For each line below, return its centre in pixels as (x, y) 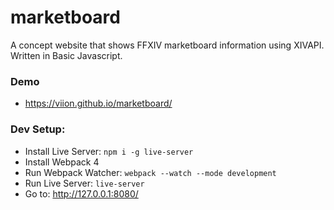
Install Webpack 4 (62, 162)
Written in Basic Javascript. (66, 55)
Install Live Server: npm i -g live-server (109, 151)
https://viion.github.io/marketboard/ (98, 103)
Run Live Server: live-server (84, 183)
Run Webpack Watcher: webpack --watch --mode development (150, 172)
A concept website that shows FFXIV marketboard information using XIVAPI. (167, 45)
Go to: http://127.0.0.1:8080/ (81, 193)
